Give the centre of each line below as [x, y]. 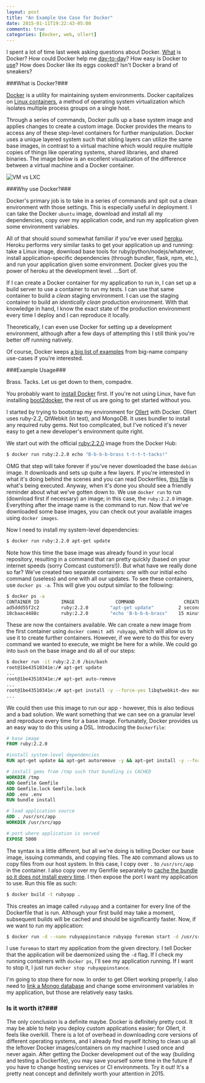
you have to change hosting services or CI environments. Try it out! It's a [98, 1067]
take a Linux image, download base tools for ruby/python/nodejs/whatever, [100, 251]
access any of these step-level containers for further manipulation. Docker [100, 133]
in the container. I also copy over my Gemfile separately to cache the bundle [102, 870]
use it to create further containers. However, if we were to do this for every [100, 638]
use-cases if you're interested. [45, 358]
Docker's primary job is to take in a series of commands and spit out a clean [102, 201]
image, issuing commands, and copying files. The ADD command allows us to [103, 857]
